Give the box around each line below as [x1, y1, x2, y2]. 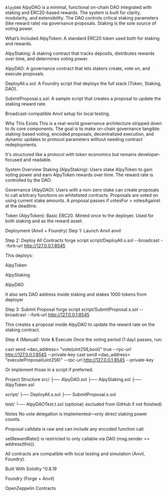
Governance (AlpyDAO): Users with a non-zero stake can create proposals [5, 187, 159, 193]
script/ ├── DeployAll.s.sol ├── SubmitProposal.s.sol [5, 392, 116, 397]
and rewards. [5, 41, 33, 47]
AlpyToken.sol [5, 382, 35, 388]
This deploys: [5, 253, 34, 258]
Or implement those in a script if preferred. [5, 366, 94, 373]
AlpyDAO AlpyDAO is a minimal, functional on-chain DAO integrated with [5, 5, 152, 10]
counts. [5, 416, 21, 422]
